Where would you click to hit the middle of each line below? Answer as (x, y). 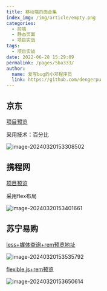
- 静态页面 (24, 35)
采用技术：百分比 (28, 134)
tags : (13, 46)
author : (16, 68)
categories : (21, 23)
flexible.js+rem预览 (30, 269)
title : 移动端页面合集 (32, 12)
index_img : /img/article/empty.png (51, 18)
